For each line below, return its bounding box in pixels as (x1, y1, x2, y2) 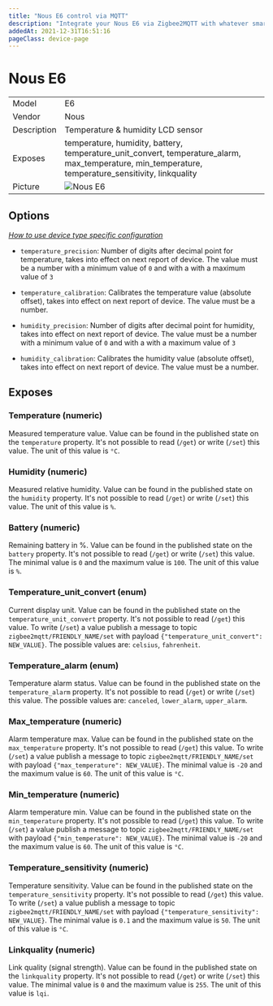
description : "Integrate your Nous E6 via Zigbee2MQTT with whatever (8, 19, 249, 28)
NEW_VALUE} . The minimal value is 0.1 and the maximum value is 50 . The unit (8, 915, 261, 925)
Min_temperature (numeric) (8, 789, 120, 801)
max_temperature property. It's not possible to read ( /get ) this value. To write (8, 743, 264, 753)
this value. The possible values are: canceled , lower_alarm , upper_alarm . (8, 695, 248, 705)
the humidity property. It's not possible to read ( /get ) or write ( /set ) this (8, 493, 249, 503)
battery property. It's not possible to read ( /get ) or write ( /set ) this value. (8, 549, 255, 559)
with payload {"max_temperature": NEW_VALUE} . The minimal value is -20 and (8, 760, 262, 770)
